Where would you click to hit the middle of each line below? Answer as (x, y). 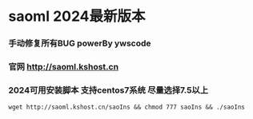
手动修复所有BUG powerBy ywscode (80, 43)
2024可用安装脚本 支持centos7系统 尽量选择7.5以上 (108, 90)
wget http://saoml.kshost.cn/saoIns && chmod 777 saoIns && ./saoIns (127, 107)
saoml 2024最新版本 (77, 16)
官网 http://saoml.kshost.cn (63, 67)
